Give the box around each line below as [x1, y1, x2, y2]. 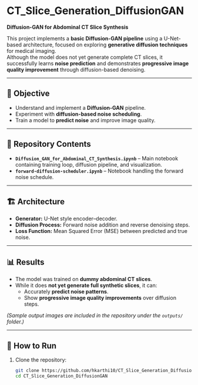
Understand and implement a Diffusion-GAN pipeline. [15, 104, 146, 111]
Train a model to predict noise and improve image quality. [15, 116, 156, 124]
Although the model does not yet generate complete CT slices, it [6, 53, 163, 60]
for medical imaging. [6, 47, 56, 54]
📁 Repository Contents [6, 139, 92, 149]
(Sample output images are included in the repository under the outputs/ [6, 312, 184, 319]
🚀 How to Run [6, 340, 57, 350]
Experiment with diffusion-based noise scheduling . [15, 110, 142, 117]
